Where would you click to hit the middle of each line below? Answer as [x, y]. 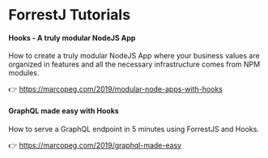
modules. [24, 73]
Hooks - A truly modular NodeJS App [72, 37]
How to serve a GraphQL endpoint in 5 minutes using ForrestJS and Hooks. [134, 129]
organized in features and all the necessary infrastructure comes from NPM [134, 64]
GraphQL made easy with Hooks [64, 110]
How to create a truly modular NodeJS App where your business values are [134, 56]
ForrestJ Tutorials [70, 15]
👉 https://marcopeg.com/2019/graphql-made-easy [95, 145]
